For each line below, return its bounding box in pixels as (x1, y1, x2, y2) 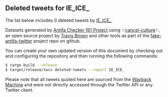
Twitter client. (5, 87, 34, 93)
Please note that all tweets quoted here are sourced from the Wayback (5, 76, 152, 82)
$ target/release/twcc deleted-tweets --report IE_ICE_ (5, 67, 125, 72)
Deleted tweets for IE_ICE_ (5, 4, 90, 12)
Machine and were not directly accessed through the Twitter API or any (5, 81, 153, 87)
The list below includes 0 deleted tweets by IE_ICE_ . (5, 17, 113, 23)
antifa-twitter (5, 37, 33, 44)
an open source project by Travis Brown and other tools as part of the (5, 32, 150, 38)
